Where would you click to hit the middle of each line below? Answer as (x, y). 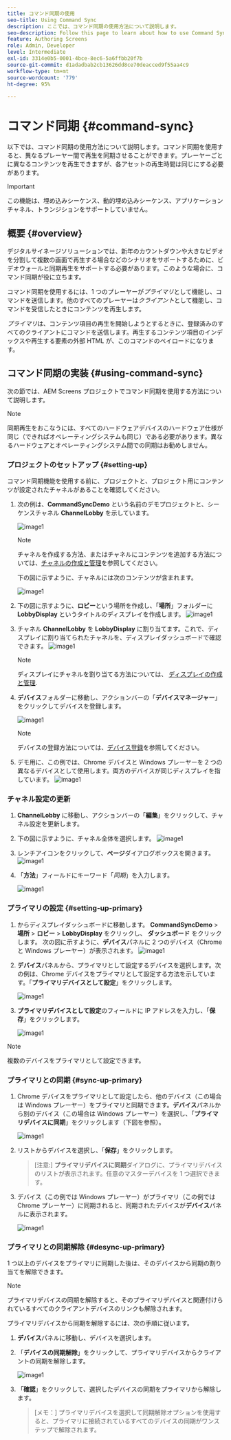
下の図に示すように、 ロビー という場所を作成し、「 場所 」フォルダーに (115, 606)
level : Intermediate (37, 52)
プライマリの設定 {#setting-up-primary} (75, 908)
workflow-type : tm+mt (38, 71)
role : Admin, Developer (41, 46)
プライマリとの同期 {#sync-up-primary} (75, 1080)
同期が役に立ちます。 (55, 277)
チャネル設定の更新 (39, 799)
